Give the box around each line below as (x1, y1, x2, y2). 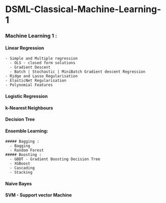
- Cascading (10, 166, 35, 171)
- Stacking (10, 170, 33, 175)
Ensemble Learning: (5, 128, 48, 134)
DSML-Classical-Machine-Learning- (5, 4, 161, 15)
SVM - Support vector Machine (5, 192, 72, 198)
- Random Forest (10, 148, 44, 153)
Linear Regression (5, 44, 44, 51)
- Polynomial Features (5, 82, 53, 88)
